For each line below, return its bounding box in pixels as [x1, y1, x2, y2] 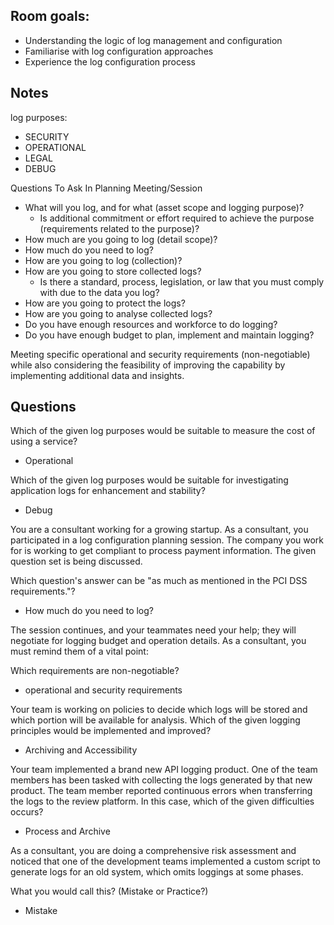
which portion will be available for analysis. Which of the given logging [10, 714, 301, 726]
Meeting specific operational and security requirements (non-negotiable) [10, 348, 311, 360]
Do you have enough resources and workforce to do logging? [24, 318, 278, 330]
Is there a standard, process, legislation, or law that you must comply [39, 275, 325, 288]
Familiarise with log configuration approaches [24, 45, 214, 57]
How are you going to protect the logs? [24, 297, 186, 309]
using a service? [10, 435, 78, 448]
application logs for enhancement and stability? [10, 485, 206, 497]
